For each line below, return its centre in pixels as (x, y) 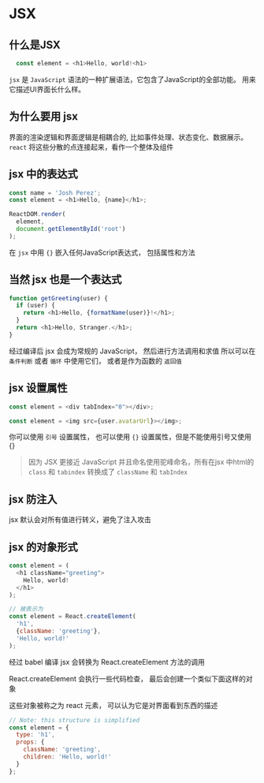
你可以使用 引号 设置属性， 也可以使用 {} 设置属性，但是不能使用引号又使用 (130, 437)
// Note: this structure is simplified (74, 720)
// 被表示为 (26, 609)
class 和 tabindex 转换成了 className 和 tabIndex (108, 472)
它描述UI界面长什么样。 (47, 89)
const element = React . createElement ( (73, 617)
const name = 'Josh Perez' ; (55, 193)
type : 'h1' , (36, 735)
